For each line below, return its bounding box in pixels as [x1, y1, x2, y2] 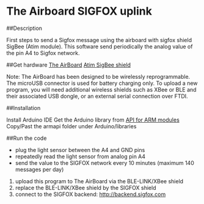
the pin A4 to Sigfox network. [6, 49, 80, 56]
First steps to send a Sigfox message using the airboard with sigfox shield [6, 36, 192, 43]
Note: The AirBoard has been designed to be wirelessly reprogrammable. [6, 73, 191, 80]
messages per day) [15, 166, 64, 173]
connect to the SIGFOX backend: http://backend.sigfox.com [15, 191, 166, 198]
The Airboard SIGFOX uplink [6, 4, 153, 18]
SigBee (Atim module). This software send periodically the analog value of [6, 43, 193, 50]
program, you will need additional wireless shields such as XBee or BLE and [6, 86, 197, 93]
